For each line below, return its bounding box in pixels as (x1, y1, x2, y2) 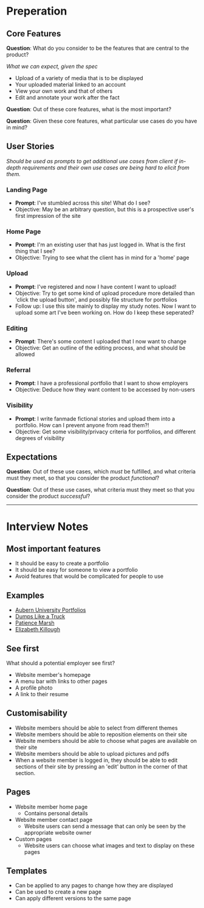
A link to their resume (15, 691, 69, 698)
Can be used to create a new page (15, 888, 102, 896)
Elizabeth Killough (15, 626, 61, 633)
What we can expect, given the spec (6, 63, 98, 70)
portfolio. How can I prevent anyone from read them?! (15, 421, 149, 429)
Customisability (6, 708, 68, 719)
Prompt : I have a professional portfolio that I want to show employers (15, 379, 188, 387)
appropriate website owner (24, 828, 92, 836)
